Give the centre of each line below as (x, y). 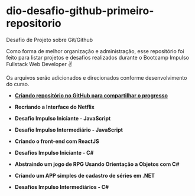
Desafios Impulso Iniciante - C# (54, 152)
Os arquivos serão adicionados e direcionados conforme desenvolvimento (97, 77)
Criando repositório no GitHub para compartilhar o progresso (91, 95)
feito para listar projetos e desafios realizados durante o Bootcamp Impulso (97, 57)
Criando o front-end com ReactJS (57, 141)
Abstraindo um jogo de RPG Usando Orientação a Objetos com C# (97, 164)
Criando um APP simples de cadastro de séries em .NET (85, 175)
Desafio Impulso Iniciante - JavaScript (63, 118)
